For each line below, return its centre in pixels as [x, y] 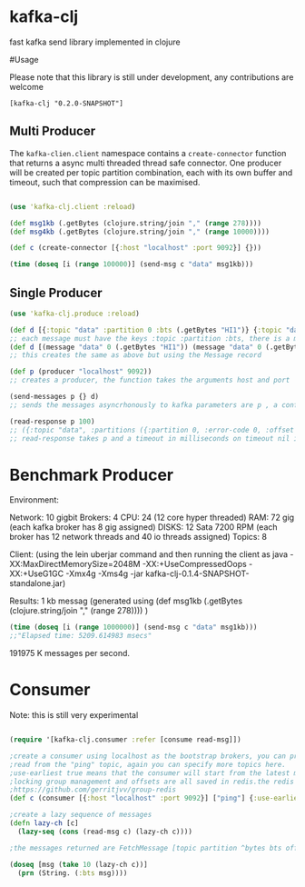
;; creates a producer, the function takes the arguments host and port [150, 380]
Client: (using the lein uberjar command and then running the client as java [149, 554]
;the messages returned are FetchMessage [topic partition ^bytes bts [146, 848]
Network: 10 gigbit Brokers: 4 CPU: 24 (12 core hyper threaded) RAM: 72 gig [152, 518]
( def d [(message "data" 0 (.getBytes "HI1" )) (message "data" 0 [135, 347]
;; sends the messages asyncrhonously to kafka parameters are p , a [144, 405]
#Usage [24, 59]
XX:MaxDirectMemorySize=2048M [75, 564]
